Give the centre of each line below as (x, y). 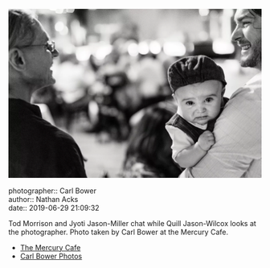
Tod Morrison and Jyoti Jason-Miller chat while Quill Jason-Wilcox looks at (133, 223)
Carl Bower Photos (51, 256)
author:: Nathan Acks (43, 199)
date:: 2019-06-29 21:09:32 (54, 208)
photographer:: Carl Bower (52, 191)
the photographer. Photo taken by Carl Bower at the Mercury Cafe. (119, 232)
